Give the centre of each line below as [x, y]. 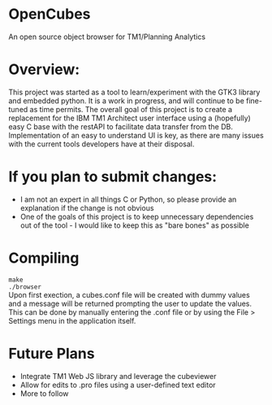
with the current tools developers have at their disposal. [101, 144]
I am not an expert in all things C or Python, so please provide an [128, 199]
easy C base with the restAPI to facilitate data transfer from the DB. [121, 126]
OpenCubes [50, 14]
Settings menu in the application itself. [72, 320]
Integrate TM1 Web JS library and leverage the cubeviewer [118, 376]
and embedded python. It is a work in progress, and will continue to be [127, 100]
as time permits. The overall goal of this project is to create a [131, 109]
